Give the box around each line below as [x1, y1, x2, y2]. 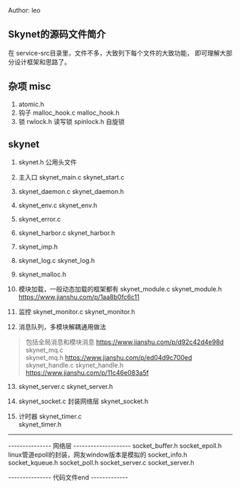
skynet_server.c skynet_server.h [18, 383, 113, 391]
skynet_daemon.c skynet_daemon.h [18, 187, 124, 196]
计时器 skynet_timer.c [18, 412, 82, 421]
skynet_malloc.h [18, 270, 67, 279]
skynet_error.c [18, 215, 61, 224]
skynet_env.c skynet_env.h [18, 201, 98, 209]
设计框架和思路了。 [14, 57, 71, 66]
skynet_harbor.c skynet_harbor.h [18, 229, 115, 237]
